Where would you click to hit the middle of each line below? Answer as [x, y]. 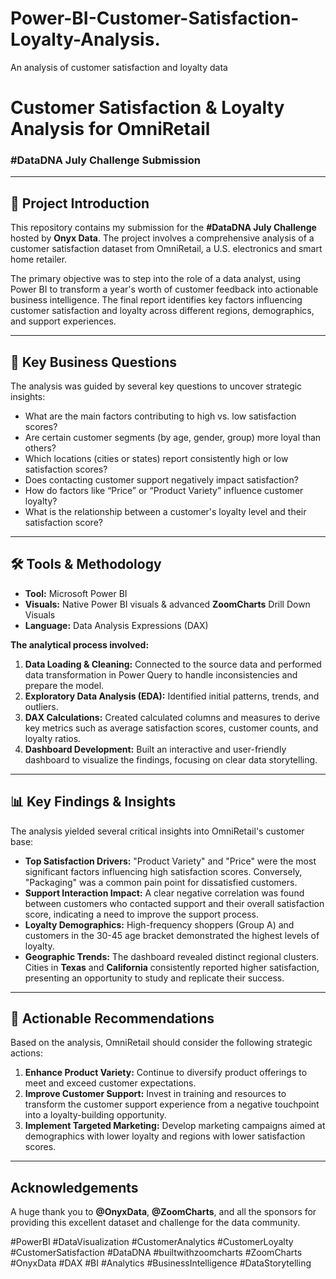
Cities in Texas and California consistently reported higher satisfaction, [172, 967]
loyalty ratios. [53, 738]
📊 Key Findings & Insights [93, 802]
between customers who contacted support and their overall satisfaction [174, 903]
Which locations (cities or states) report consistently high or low [156, 459]
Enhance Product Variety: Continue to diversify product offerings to [166, 1073]
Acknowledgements [74, 1187]
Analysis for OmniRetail [110, 129]
